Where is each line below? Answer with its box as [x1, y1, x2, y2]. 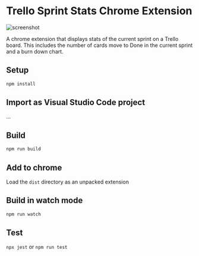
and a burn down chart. [6, 48, 64, 55]
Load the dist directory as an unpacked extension [6, 178, 129, 185]
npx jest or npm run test [6, 244, 68, 251]
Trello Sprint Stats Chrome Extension [6, 4, 192, 18]
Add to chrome [6, 162, 62, 173]
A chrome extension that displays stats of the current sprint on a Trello [6, 35, 179, 42]
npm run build [6, 146, 42, 152]
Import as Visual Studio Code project [6, 97, 146, 108]
